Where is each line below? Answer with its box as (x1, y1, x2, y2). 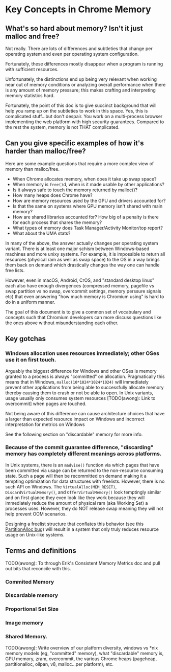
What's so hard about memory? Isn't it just (5, 24, 144, 33)
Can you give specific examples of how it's (5, 139, 144, 148)
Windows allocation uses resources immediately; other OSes (5, 350, 159, 357)
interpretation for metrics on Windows (5, 421, 85, 428)
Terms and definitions (5, 546, 76, 555)
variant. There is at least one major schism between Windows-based (5, 245, 150, 252)
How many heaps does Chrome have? (12, 192, 93, 198)
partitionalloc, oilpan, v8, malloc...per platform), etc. (5, 661, 113, 667)
